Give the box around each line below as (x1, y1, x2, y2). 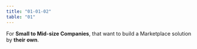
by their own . (6, 36, 40, 43)
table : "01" (6, 14, 35, 20)
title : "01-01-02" (6, 8, 51, 15)
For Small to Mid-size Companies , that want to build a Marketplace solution (6, 30, 192, 37)
